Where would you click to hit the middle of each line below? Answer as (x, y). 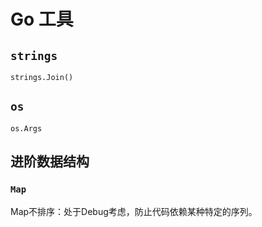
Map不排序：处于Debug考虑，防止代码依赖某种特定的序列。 (134, 211)
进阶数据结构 (50, 161)
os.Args (26, 128)
